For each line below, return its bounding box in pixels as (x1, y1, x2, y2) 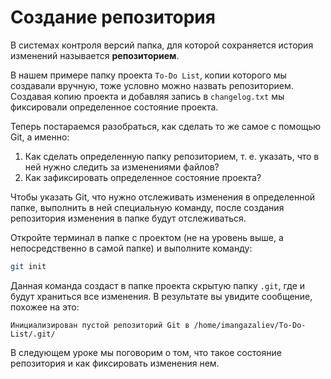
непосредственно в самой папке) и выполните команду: (10, 242, 253, 254)
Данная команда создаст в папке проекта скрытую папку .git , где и (10, 279, 306, 291)
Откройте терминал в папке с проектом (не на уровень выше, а (10, 231, 284, 243)
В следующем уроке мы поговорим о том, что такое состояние (10, 346, 282, 358)
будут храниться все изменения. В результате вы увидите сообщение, (10, 290, 313, 302)
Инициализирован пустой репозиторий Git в (10, 320, 190, 330)
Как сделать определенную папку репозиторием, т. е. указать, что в (24, 150, 320, 162)
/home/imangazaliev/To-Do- (193, 320, 307, 330)
